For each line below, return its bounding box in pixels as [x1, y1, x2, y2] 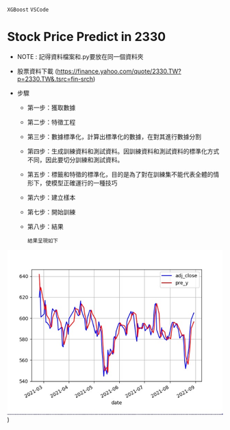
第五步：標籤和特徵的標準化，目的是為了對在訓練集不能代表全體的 [27, 170, 214, 178]
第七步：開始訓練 [27, 207, 76, 216]
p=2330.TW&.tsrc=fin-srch [16, 75, 94, 83]
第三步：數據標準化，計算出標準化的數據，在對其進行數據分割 [27, 132, 202, 140]
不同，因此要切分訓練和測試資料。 [27, 155, 124, 164]
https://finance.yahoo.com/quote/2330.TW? [57, 67, 181, 75]
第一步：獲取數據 [27, 103, 76, 112]
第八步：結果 [27, 222, 64, 231]
